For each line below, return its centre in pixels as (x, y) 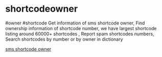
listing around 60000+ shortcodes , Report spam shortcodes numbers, (80, 34)
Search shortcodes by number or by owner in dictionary (64, 39)
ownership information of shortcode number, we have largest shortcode (81, 28)
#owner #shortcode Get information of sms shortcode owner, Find (75, 23)
